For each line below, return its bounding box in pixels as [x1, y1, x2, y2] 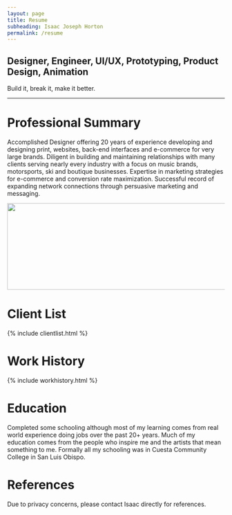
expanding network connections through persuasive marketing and [7, 182, 199, 190]
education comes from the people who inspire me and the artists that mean [7, 437, 222, 446]
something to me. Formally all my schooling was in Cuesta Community [7, 445, 207, 453]
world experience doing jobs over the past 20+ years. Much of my [7, 431, 195, 439]
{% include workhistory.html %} [7, 376, 98, 384]
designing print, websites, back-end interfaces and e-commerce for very [7, 145, 215, 153]
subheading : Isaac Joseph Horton [7, 23, 104, 30]
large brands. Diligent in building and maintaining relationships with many [7, 153, 215, 161]
